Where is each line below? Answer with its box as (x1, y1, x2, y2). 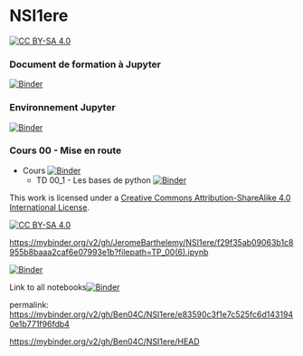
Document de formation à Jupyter (9, 58, 161, 71)
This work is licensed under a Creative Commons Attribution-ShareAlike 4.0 (9, 192, 291, 203)
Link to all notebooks (9, 282, 88, 293)
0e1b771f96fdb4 (9, 318, 71, 329)
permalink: (9, 299, 50, 310)
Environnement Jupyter (9, 101, 116, 114)
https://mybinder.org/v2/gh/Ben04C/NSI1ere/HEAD (9, 336, 201, 347)
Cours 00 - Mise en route (9, 144, 122, 157)
